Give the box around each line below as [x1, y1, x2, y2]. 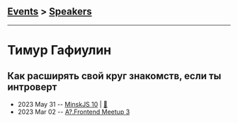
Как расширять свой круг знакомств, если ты [7, 70, 222, 82]
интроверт [7, 81, 57, 93]
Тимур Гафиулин [7, 42, 112, 58]
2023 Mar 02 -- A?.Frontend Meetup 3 [17, 107, 130, 116]
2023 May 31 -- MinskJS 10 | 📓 [17, 100, 108, 108]
